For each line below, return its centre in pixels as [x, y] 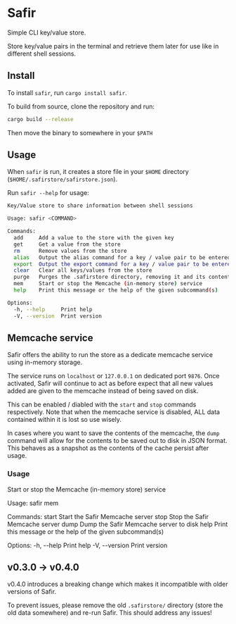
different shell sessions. [41, 54]
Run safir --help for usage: [48, 193]
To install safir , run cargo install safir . [67, 92]
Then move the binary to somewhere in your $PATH [80, 132]
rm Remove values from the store [71, 251]
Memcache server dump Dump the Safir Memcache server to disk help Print [118, 524]
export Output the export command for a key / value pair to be [111, 264]
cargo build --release [40, 119]
